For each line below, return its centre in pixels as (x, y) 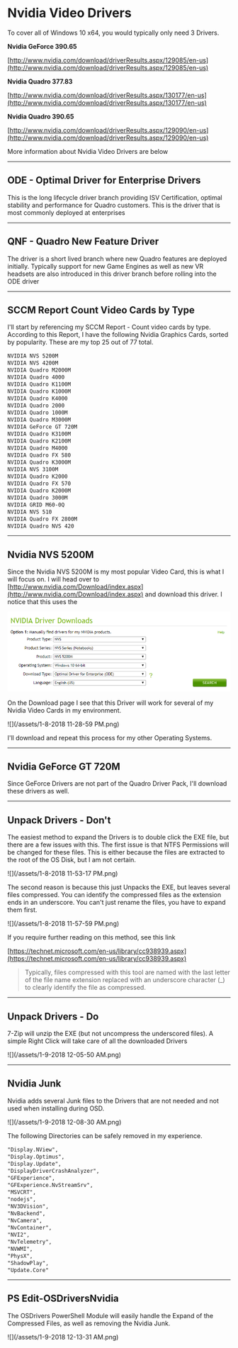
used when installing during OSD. (56, 1108)
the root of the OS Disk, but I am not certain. (72, 860)
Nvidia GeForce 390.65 (42, 46)
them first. (22, 910)
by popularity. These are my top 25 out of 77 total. (80, 342)
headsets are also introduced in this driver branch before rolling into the (112, 274)
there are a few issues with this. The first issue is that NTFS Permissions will (118, 845)
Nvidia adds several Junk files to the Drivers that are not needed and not (113, 1101)
